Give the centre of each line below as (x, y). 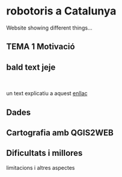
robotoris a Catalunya (61, 11)
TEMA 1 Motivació (41, 47)
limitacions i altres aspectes (41, 167)
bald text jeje (31, 67)
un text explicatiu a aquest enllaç (47, 93)
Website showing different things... (49, 28)
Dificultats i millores (44, 153)
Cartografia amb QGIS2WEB (60, 133)
